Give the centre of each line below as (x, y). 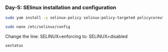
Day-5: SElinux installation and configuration (61, 7)
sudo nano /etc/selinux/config (38, 27)
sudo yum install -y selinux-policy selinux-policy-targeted (70, 18)
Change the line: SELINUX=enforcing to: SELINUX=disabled (66, 36)
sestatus (14, 46)
